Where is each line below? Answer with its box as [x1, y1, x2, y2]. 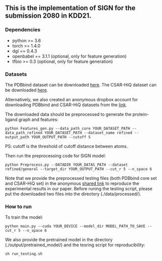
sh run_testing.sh [5, 252, 43, 257]
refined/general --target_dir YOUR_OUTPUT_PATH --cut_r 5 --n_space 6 [5, 167, 152, 172]
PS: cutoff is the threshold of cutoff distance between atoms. [5, 143, 128, 149]
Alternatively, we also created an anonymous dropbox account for [5, 96, 138, 102]
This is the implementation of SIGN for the [5, 4, 136, 12]
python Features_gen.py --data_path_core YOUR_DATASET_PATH [5, 126, 131, 131]
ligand [5, 116, 18, 122]
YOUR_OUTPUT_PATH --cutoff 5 [31, 135, 91, 140]
